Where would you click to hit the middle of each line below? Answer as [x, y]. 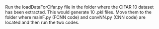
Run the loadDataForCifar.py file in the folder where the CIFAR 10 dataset [79, 7]
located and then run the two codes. [42, 22]
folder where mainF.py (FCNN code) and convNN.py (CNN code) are [75, 17]
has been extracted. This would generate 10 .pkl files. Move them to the [78, 12]
